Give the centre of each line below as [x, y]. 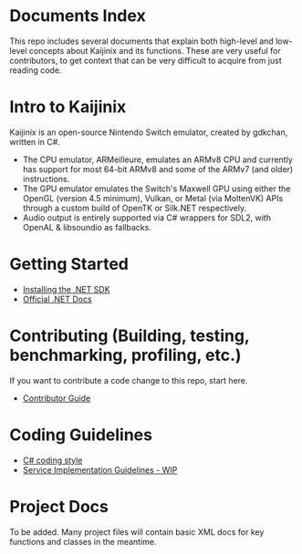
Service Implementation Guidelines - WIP [100, 469]
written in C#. [35, 141]
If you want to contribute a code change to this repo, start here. [129, 380]
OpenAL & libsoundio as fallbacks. [87, 227]
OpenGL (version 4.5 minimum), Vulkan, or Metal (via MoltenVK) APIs [153, 198]
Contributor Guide [57, 398]
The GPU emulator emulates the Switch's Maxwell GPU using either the [156, 189]
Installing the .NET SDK [67, 289]
